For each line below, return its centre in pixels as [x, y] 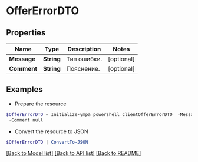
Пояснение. [83, 69]
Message [22, 59]
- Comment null [26, 120]
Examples [24, 90]
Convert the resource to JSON [51, 131]
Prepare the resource [40, 104]
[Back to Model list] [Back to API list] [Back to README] [74, 153]
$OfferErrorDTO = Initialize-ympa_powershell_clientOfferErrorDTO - [93, 114]
